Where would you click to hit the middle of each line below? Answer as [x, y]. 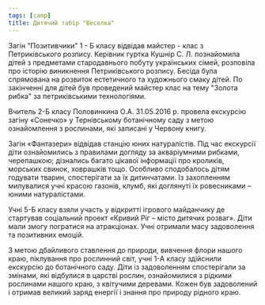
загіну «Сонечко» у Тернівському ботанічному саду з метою [111, 120]
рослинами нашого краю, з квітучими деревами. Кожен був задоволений [133, 284]
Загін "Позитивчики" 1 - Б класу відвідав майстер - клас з [106, 45]
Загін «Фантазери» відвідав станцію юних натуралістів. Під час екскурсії [132, 143]
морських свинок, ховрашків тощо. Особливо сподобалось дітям [119, 169]
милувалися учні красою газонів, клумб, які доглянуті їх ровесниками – [130, 185]
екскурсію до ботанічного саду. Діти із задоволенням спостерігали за [127, 267]
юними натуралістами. [47, 194]
